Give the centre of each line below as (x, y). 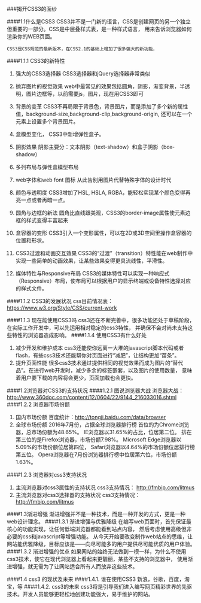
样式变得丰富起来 (47, 220)
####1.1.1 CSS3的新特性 (36, 61)
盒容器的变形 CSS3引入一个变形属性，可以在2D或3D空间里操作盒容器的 (103, 233)
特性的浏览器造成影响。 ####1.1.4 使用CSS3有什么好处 (79, 335)
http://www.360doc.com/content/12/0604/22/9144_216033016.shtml (92, 397)
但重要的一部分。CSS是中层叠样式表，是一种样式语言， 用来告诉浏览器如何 (99, 29)
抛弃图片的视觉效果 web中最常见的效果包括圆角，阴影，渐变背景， (98, 86)
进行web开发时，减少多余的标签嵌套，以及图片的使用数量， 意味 (113, 370)
